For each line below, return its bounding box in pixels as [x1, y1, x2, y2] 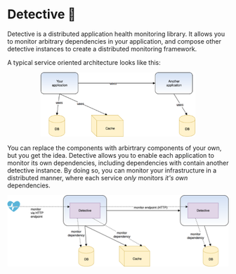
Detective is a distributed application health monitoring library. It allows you [7, 30, 225, 38]
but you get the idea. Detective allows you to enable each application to [7, 151, 214, 160]
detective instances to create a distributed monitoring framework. [7, 44, 197, 53]
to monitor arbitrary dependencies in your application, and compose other [7, 37, 221, 45]
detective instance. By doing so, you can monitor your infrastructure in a [7, 166, 217, 175]
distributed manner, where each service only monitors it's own [7, 174, 188, 182]
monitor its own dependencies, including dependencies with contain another [7, 158, 229, 168]
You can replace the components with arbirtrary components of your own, [7, 144, 222, 152]
